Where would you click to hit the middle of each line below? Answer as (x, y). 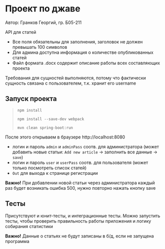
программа (17, 241)
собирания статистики (29, 226)
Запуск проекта (31, 99)
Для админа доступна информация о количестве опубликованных (83, 52)
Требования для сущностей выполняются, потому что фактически (76, 78)
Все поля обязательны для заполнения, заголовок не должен (77, 42)
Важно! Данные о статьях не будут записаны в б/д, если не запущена (80, 236)
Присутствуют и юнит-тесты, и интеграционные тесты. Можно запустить (83, 216)
